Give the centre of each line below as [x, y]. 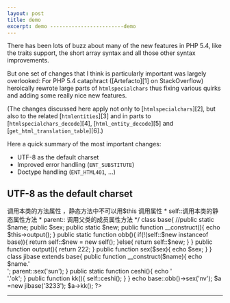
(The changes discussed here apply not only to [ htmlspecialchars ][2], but [111, 109]
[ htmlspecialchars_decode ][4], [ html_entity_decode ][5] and [90, 124]
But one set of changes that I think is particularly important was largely [107, 74]
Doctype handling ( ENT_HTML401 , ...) [66, 172]
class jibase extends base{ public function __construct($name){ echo [105, 257]
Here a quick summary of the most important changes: [84, 144]
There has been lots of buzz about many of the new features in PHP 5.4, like [115, 46]
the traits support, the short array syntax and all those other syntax [102, 53]
